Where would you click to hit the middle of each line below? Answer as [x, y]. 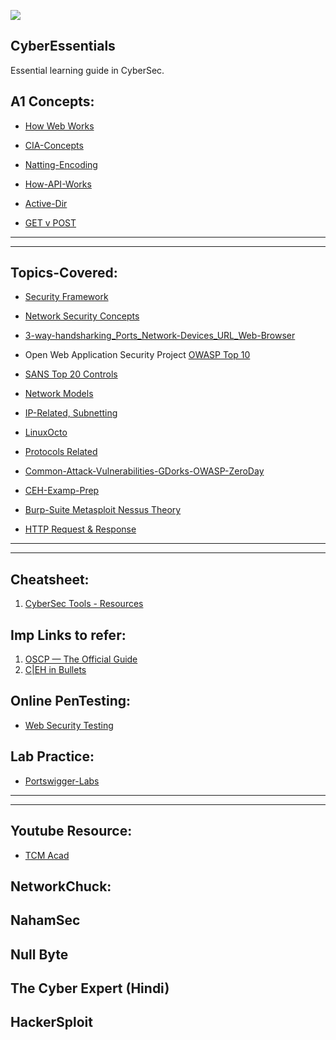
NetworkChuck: [61, 886]
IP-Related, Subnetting [71, 413]
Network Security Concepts [82, 316]
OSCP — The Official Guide [81, 659]
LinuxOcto [46, 432]
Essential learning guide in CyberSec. [87, 70]
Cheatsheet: [50, 579]
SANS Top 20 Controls [71, 374]
